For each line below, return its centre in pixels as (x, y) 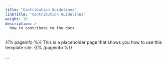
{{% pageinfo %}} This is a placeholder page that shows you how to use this (84, 42)
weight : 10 (16, 19)
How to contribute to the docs (42, 28)
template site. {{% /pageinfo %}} (39, 48)
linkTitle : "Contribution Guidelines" (45, 14)
